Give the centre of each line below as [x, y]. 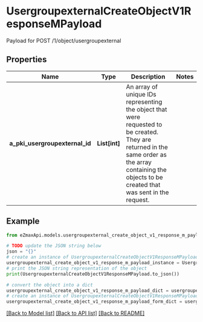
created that [143, 185]
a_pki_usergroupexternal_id [50, 143]
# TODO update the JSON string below [54, 246]
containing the [147, 169]
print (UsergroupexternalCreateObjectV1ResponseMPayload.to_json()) [93, 274]
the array [139, 162]
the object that [147, 109]
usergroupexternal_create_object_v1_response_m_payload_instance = [93, 263]
